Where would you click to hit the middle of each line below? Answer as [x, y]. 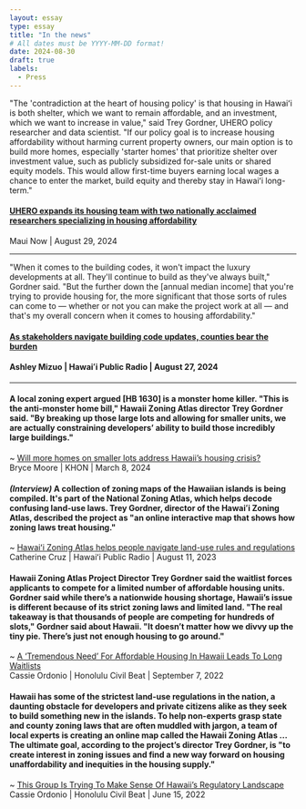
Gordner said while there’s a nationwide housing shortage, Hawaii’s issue [151, 597]
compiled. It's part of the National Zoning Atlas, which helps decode [141, 498]
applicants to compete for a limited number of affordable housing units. [147, 588]
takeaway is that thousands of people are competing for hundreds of [142, 617]
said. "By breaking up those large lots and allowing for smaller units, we [148, 418]
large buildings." [41, 437]
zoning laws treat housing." [63, 527]
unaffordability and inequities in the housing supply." [112, 764]
